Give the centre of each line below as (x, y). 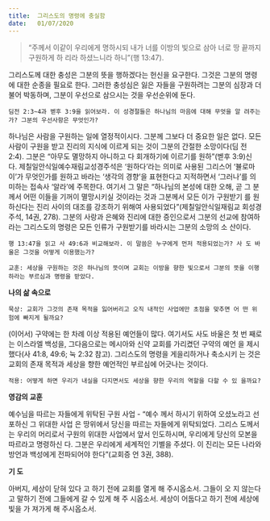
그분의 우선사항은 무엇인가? (60, 120)
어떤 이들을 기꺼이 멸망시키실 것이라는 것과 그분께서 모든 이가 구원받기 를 (137, 196)
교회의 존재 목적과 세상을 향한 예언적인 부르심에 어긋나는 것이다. (108, 364)
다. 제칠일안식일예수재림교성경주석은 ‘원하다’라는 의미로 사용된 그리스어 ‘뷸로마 (132, 166)
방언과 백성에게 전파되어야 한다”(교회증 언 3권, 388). (91, 454)
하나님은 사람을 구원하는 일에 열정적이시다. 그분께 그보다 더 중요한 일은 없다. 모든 (135, 136)
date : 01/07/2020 (41, 23)
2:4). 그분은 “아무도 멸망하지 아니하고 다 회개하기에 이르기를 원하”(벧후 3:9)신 (130, 156)
